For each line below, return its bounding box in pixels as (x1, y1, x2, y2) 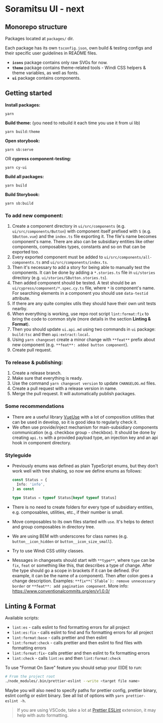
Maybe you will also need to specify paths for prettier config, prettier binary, (5, 688, 158, 693)
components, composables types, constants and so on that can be (12, 244, 146, 250)
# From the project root (5, 674, 55, 679)
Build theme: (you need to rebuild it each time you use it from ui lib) (5, 120, 141, 126)
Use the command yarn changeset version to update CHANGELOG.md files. (12, 380, 156, 387)
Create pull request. (12, 347, 52, 353)
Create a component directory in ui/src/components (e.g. (12, 223, 126, 229)
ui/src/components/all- (104, 255, 152, 260)
